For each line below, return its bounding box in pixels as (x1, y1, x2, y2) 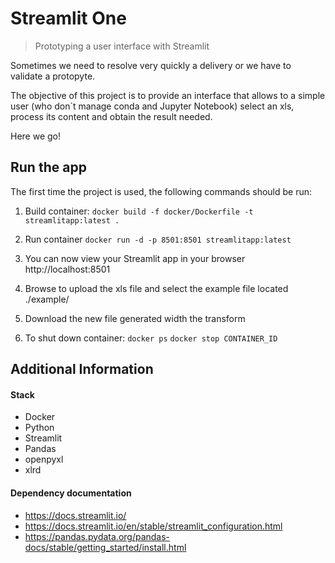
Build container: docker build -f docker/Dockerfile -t (24, 205, 254, 217)
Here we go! (10, 130, 62, 142)
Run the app (10, 159, 87, 176)
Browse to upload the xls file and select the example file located (24, 282, 289, 294)
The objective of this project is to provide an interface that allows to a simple (10, 89, 326, 101)
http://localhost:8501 (24, 263, 111, 275)
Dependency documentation (10, 487, 132, 499)
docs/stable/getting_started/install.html (24, 541, 187, 553)
